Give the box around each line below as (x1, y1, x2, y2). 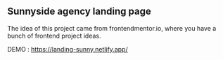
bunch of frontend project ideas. (7, 31, 101, 40)
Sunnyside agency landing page (7, 6, 151, 17)
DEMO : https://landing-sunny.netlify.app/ (7, 45, 128, 53)
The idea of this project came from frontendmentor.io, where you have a (7, 24, 217, 32)
